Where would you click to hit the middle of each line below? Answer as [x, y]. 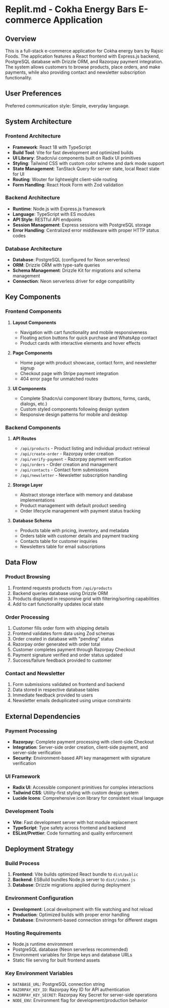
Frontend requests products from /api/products [62, 588]
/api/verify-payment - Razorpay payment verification [76, 459]
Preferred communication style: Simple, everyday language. [67, 106]
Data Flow [21, 562]
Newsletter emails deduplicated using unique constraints [72, 701]
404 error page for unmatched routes [59, 379]
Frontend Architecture [33, 136]
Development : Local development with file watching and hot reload [82, 909]
